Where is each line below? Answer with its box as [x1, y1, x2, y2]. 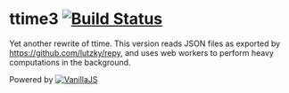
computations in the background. [9, 57, 131, 67]
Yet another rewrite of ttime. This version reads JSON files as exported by [9, 38, 281, 49]
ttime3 [9, 9, 60, 29]
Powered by [9, 74, 54, 84]
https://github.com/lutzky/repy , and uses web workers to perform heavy [9, 47, 275, 58]
